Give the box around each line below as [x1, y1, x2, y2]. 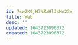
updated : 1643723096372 [6, 25, 65, 31]
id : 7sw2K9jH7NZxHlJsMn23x [6, 8, 73, 15]
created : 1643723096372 [6, 30, 65, 36]
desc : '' [6, 19, 28, 25]
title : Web [6, 14, 33, 20]
